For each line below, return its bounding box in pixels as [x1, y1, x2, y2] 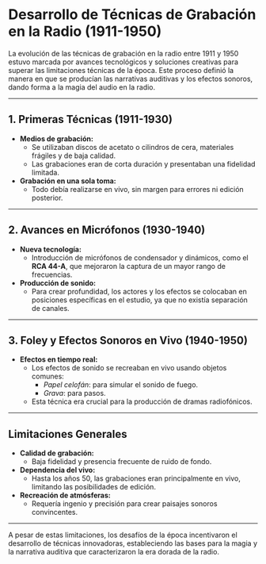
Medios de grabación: [19, 133, 93, 144]
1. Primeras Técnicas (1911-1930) [8, 113, 173, 126]
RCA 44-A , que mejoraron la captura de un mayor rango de [31, 261, 226, 270]
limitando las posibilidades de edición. [31, 482, 157, 492]
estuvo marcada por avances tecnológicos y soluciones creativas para [8, 57, 239, 67]
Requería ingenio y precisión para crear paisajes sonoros [31, 499, 218, 508]
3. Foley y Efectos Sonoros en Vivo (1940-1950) [8, 333, 248, 347]
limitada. [31, 167, 60, 177]
